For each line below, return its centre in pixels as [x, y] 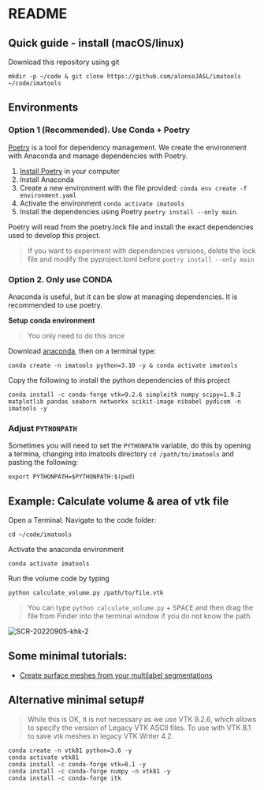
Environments [43, 108]
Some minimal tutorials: [68, 656]
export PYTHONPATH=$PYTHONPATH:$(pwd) [72, 477]
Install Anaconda [47, 180]
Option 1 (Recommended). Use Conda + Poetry [99, 130]
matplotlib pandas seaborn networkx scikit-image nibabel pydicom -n [125, 401]
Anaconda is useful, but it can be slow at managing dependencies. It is [123, 297]
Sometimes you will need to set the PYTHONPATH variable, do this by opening [130, 446]
